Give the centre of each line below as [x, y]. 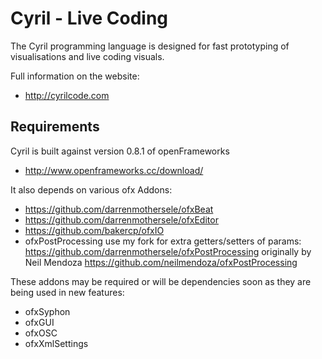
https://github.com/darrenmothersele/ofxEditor [121, 219]
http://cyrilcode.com [67, 95]
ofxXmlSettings [56, 343]
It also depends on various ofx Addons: [91, 189]
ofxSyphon [47, 311]
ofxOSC [41, 333]
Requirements [55, 127]
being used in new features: [67, 292]
